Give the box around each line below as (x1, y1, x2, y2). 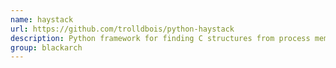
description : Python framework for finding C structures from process (10, 33, 311, 43)
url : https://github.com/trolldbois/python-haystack (10, 24, 235, 34)
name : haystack (10, 14, 74, 25)
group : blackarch (10, 42, 83, 53)
